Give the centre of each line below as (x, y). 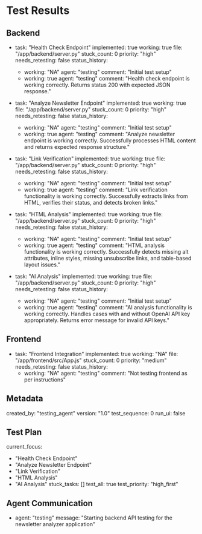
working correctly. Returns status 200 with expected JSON (97, 85)
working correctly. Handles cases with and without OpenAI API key (107, 314)
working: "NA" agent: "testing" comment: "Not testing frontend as (106, 373)
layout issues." (42, 265)
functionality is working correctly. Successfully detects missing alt (106, 252)
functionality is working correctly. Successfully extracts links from (106, 196)
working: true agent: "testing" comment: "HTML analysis (94, 245)
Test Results (38, 11)
